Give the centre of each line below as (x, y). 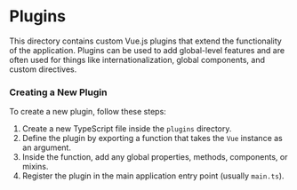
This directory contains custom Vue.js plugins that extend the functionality (145, 41)
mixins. (35, 167)
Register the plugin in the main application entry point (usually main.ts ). (153, 176)
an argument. (46, 147)
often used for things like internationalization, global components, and (137, 59)
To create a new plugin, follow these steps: (88, 112)
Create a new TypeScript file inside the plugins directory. (127, 129)
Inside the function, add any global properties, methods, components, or (155, 157)
